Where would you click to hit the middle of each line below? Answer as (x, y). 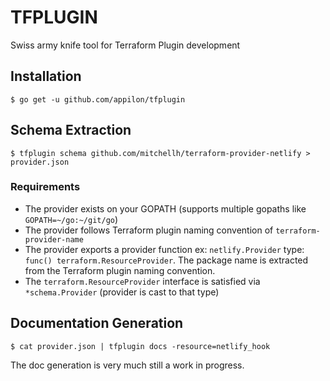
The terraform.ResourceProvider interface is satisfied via (142, 281)
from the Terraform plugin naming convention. (120, 270)
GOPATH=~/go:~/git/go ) (71, 219)
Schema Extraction (71, 130)
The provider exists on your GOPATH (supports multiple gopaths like (165, 208)
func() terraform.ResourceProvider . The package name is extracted (166, 260)
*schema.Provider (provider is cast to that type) (122, 292)
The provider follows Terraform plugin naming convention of (149, 230)
